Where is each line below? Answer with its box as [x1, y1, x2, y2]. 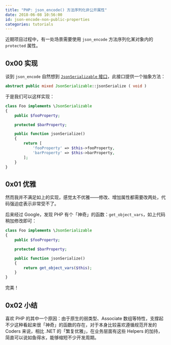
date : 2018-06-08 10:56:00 [5, 12, 63, 17]
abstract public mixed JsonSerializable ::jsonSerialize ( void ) [5, 83, 147, 89]
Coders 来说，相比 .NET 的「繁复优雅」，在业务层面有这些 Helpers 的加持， [5, 328, 163, 334]
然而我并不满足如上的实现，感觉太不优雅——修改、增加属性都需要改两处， [5, 194, 161, 200]
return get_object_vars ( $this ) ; [23, 265, 93, 270]
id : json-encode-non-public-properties [5, 17, 90, 22]
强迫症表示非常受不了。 [9, 200, 59, 207]
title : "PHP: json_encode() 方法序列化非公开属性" [5, 7, 107, 13]
